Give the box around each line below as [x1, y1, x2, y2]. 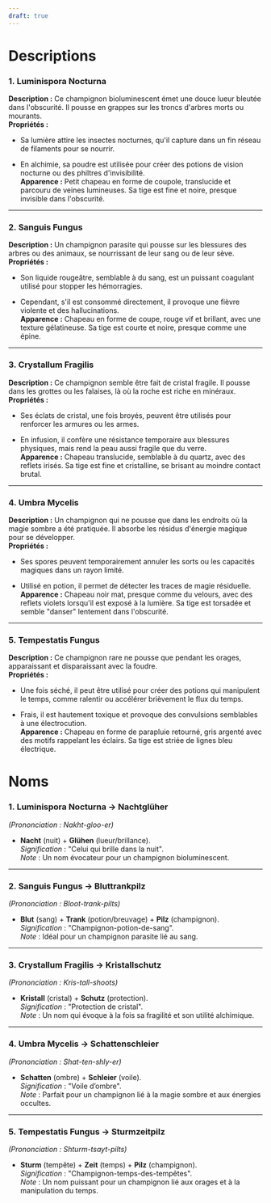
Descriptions [8, 46, 97, 65]
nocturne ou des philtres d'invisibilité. [19, 168, 145, 178]
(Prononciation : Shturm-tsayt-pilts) [8, 1144, 127, 1154]
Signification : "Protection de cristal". [19, 1002, 144, 1011]
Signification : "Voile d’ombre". [19, 1081, 122, 1091]
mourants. [8, 111, 43, 121]
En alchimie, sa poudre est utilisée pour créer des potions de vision [19, 159, 244, 170]
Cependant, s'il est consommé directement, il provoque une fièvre [19, 297, 240, 307]
